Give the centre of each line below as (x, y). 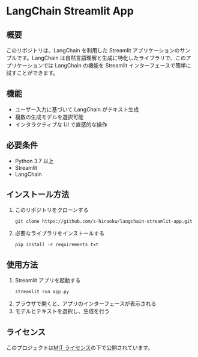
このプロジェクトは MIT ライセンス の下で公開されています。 (80, 348)
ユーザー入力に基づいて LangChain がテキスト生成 (77, 109)
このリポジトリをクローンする (52, 210)
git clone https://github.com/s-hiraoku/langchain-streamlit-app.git (104, 222)
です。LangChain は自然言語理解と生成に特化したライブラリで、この (101, 58)
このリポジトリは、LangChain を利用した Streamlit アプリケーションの (93, 50)
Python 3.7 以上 (34, 161)
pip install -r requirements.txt (57, 245)
